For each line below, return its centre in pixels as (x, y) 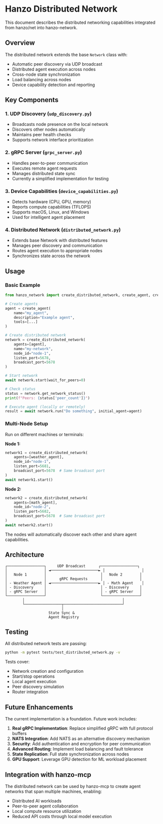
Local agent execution (34, 682)
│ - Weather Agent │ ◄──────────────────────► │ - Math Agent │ (75, 583)
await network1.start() (29, 480)
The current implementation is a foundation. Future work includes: (71, 719)
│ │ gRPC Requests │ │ (73, 579)
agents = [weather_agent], (39, 457)
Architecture (25, 555)
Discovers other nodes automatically (49, 129)
